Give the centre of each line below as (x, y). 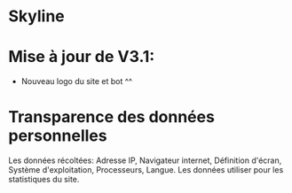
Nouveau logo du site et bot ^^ (77, 81)
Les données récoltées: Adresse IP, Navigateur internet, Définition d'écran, (145, 160)
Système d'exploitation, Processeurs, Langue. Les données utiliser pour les (146, 170)
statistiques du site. (44, 180)
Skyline (37, 16)
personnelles (58, 136)
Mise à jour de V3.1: (82, 57)
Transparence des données (111, 117)
